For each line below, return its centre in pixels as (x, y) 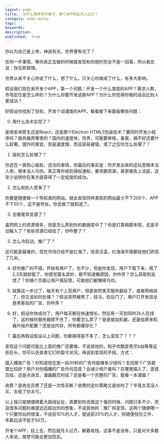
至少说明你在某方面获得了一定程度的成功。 (48, 177)
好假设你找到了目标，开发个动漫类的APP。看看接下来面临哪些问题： (73, 111)
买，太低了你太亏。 (24, 391)
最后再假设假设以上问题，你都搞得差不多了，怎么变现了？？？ (74, 336)
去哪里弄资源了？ (29, 214)
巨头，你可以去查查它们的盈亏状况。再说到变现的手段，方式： (71, 352)
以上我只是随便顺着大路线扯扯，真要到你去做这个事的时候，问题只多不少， (80, 402)
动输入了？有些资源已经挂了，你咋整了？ (46, 231)
